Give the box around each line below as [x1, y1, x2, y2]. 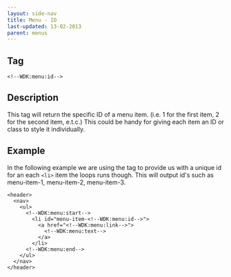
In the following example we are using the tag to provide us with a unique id [7, 163, 222, 171]
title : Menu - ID [7, 17, 57, 23]
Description [7, 92, 59, 104]
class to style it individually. [7, 125, 86, 133]
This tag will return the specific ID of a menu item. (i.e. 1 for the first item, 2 [7, 110, 219, 118]
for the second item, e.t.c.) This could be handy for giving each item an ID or [7, 117, 224, 126]
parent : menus [7, 29, 48, 37]
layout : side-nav [7, 10, 57, 17]
